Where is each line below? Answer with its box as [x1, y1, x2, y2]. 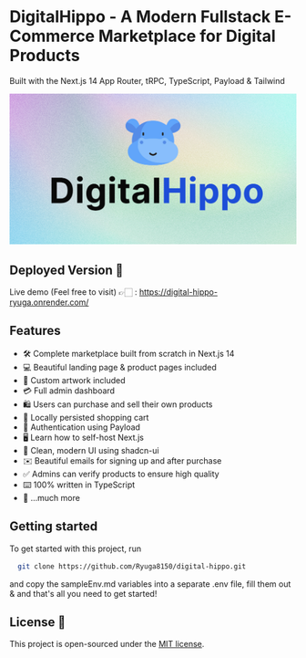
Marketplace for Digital [98, 26, 276, 47]
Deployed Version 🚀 [9, 262, 124, 277]
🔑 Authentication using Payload [22, 422, 141, 433]
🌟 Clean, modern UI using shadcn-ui [22, 444, 159, 455]
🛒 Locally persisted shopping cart [22, 412, 149, 423]
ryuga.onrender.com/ [9, 297, 89, 308]
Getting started [9, 518, 98, 535]
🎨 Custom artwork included [22, 374, 126, 385]
